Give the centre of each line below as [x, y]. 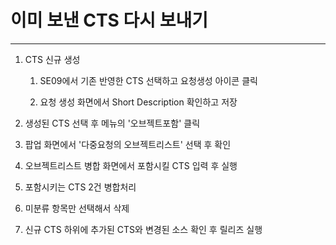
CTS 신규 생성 [52, 59]
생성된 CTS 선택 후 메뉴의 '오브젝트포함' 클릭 [112, 123]
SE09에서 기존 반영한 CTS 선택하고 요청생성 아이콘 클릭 [148, 80]
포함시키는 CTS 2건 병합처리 [80, 187]
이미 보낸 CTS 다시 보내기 [109, 20]
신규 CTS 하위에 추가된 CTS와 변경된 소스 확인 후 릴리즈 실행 [143, 229]
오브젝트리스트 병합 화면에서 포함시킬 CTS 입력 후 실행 [131, 165]
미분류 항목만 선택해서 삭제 [77, 208]
